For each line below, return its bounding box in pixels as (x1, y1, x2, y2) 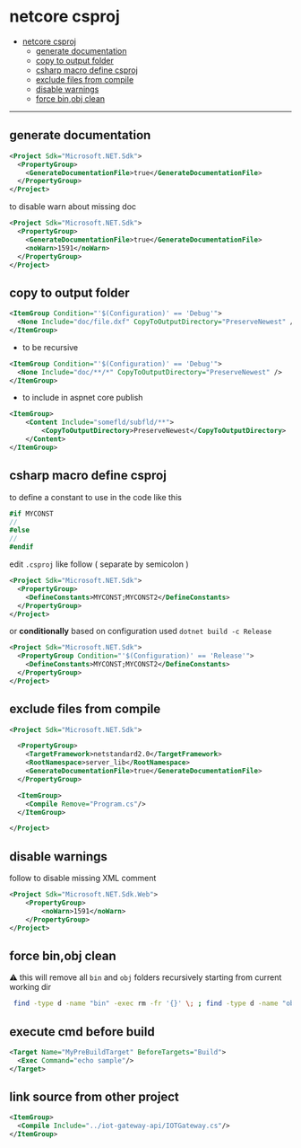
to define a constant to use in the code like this (9, 491, 182, 502)
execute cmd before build (9, 1024, 155, 1039)
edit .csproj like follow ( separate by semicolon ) (9, 559, 190, 570)
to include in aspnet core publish (21, 393, 143, 403)
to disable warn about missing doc (9, 201, 137, 212)
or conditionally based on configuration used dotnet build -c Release (9, 626, 272, 637)
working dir (9, 982, 52, 993)
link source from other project (9, 1090, 179, 1105)
